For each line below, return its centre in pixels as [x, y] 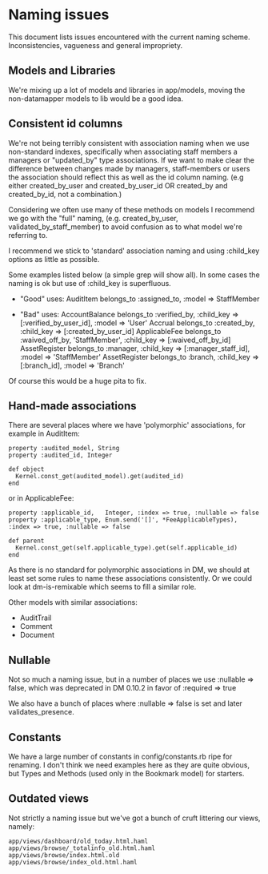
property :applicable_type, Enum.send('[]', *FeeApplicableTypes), [123, 520]
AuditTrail [36, 618]
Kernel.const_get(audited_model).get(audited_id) [100, 477]
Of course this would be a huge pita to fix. [77, 381]
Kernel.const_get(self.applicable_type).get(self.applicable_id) [127, 548]
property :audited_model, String [64, 449]
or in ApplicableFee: [41, 498]
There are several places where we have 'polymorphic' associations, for [127, 425]
